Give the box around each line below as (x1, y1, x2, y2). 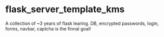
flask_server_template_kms (5, 4, 125, 15)
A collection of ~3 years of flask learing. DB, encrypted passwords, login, (5, 20, 159, 26)
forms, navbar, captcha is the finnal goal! (5, 25, 91, 31)
